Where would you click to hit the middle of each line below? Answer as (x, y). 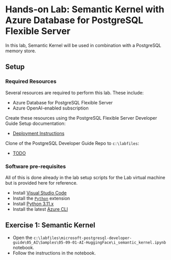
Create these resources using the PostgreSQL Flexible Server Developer (81, 118)
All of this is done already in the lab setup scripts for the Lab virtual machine (85, 177)
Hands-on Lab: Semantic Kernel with (85, 9)
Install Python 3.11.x (33, 204)
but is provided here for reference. (42, 183)
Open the (22, 237)
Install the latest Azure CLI (40, 209)
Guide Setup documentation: (35, 123)
